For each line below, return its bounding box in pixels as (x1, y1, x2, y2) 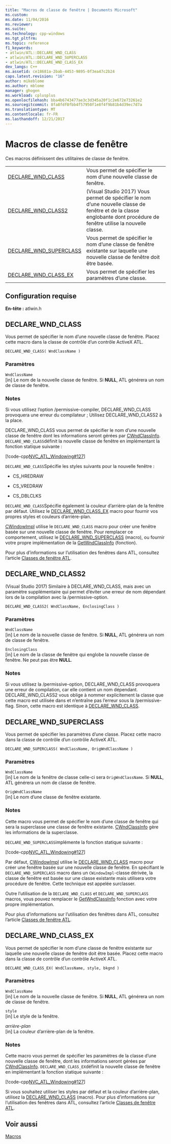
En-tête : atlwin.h (5, 305, 42, 311)
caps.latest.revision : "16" (5, 74, 65, 79)
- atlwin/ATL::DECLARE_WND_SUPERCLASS (5, 55, 88, 60)
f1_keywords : (5, 45, 33, 50)
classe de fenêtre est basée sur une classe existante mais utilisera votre (5, 875, 156, 881)
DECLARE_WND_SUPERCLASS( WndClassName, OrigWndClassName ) (5, 746, 133, 752)
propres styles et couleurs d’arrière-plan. (5, 513, 92, 519)
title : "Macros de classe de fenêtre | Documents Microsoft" (5, 7, 138, 13)
